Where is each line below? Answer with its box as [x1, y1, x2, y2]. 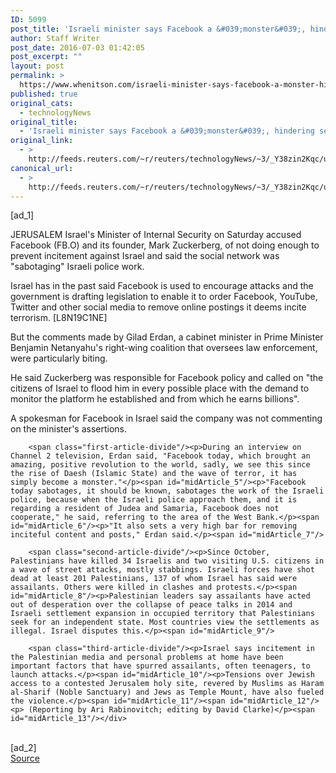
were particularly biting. [10, 352, 108, 365]
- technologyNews [19, 107, 92, 118]
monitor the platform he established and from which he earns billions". [10, 393, 300, 405]
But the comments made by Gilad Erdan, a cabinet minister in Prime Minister [10, 331, 324, 343]
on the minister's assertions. [10, 423, 128, 435]
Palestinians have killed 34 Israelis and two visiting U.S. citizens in [10, 556, 325, 566]
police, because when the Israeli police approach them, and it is [10, 495, 298, 505]
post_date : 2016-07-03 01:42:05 [10, 42, 145, 53]
